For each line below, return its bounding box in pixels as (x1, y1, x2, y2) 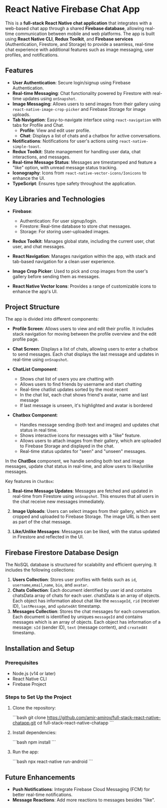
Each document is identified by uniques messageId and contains (12, 614, 143, 620)
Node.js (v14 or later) (12, 670, 56, 676)
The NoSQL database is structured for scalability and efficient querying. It (5, 562, 157, 568)
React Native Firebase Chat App (5, 3, 140, 15)
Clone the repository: (12, 705, 56, 711)
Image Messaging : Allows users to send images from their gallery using (12, 101, 161, 107)
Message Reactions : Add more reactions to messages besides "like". (12, 797, 156, 803)
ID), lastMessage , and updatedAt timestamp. (12, 603, 101, 609)
